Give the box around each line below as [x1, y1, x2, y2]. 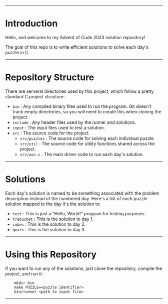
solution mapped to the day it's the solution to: [5, 201, 101, 207]
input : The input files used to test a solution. [12, 124, 105, 130]
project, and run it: [5, 270, 43, 276]
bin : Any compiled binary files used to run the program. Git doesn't [12, 103, 151, 109]
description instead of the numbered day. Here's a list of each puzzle [5, 195, 147, 201]
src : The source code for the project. [12, 130, 90, 136]
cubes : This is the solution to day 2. [12, 221, 86, 227]
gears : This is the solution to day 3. [12, 226, 86, 232]
